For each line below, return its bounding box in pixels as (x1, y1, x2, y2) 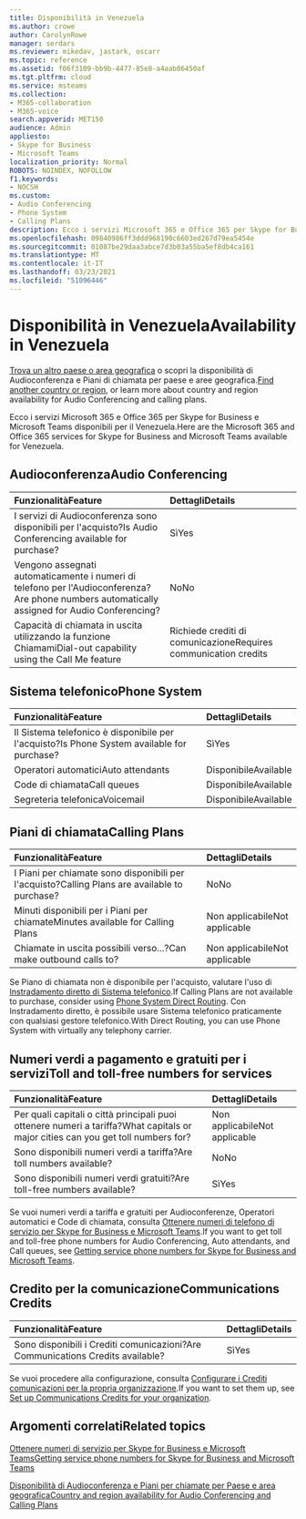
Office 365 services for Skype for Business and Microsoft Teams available (9, 430, 288, 442)
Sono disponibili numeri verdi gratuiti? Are (14, 1172, 189, 1185)
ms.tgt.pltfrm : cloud (9, 73, 92, 82)
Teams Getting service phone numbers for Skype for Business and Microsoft (9, 1452, 295, 1463)
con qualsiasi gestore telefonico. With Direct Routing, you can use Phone (9, 1015, 280, 1026)
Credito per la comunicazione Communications (9, 1281, 280, 1297)
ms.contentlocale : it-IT (9, 259, 104, 269)
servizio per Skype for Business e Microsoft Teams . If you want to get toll (9, 1226, 282, 1237)
